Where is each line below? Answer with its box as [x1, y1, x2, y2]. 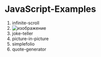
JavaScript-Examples [4, 3, 96, 15]
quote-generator [11, 46, 46, 52]
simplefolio [11, 41, 35, 47]
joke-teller [11, 30, 33, 36]
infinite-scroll [11, 20, 39, 26]
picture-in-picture [11, 36, 49, 42]
